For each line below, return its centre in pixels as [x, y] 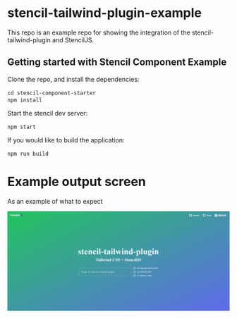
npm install [25, 100]
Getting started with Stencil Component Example [117, 62]
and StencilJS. [73, 39]
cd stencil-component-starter [52, 93]
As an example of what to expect [55, 201]
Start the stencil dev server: [48, 113]
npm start [22, 127]
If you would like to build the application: [66, 140]
